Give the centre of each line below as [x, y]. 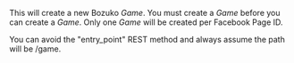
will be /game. [35, 49]
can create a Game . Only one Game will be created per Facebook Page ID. [146, 22]
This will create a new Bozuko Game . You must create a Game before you [145, 13]
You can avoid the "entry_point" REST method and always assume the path [147, 39]
